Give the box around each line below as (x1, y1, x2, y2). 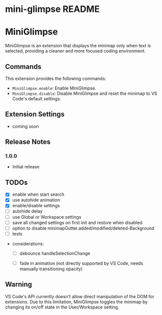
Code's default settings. (12, 95, 61, 101)
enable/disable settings (12, 203, 60, 209)
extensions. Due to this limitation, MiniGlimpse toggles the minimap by (5, 299, 148, 305)
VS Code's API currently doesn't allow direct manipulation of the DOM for (5, 293, 155, 299)
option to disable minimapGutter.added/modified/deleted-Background (12, 225, 155, 231)
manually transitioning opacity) (19, 266, 83, 272)
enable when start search (12, 191, 65, 197)
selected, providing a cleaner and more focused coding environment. (5, 48, 146, 54)
